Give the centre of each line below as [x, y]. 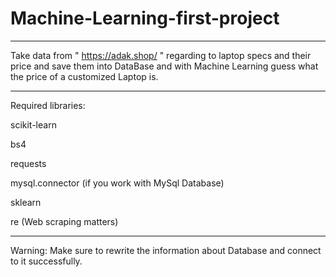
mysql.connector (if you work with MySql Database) [117, 183]
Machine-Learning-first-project [145, 18]
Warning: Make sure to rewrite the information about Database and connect [166, 250]
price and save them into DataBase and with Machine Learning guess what [164, 66]
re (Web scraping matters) [64, 221]
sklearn [26, 202]
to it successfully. [46, 261]
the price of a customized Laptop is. [84, 76]
